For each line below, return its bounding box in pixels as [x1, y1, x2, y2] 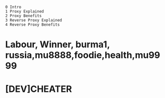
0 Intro [5, 5, 22, 10]
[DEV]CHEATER [5, 83, 72, 94]
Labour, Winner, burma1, [5, 39, 110, 50]
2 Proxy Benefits [5, 14, 42, 19]
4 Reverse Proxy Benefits [5, 22, 60, 27]
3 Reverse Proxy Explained [5, 18, 62, 23]
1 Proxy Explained [5, 9, 44, 14]
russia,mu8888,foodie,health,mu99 [5, 50, 160, 61]
